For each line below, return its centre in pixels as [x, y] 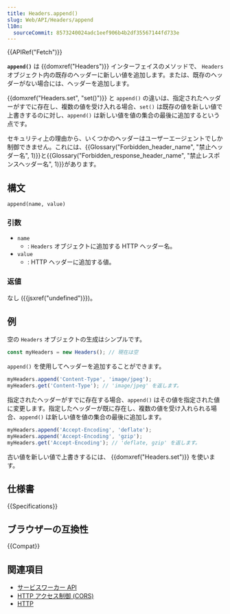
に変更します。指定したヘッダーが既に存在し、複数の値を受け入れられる [109, 409]
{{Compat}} [23, 546]
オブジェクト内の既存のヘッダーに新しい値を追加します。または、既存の [109, 75]
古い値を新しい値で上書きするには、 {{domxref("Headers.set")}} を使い [108, 457]
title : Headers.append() [43, 13]
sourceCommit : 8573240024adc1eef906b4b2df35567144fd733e [96, 33]
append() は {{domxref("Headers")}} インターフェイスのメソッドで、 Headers [115, 67]
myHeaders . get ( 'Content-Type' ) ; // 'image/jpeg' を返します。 [94, 386]
